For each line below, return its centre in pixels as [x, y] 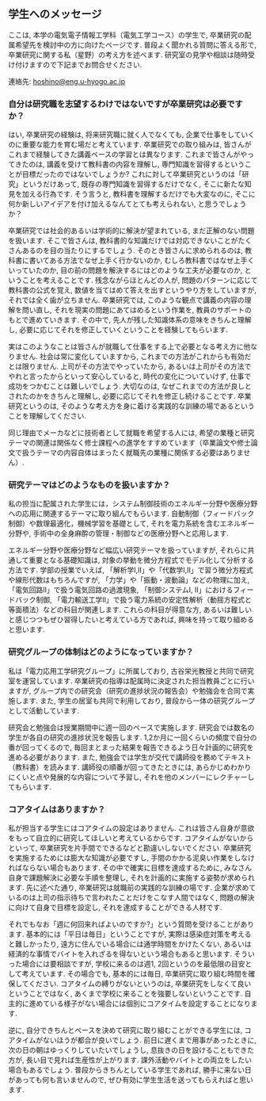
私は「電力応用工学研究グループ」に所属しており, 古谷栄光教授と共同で [124, 671]
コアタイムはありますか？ [57, 809]
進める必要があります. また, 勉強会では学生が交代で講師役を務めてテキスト [130, 757]
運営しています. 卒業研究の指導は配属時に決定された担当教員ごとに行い [138, 681]
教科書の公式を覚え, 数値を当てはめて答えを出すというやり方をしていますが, [133, 290]
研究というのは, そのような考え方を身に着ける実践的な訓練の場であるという [131, 406]
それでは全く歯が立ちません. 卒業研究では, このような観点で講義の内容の [127, 300]
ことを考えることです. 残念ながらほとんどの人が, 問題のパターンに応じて [140, 281]
